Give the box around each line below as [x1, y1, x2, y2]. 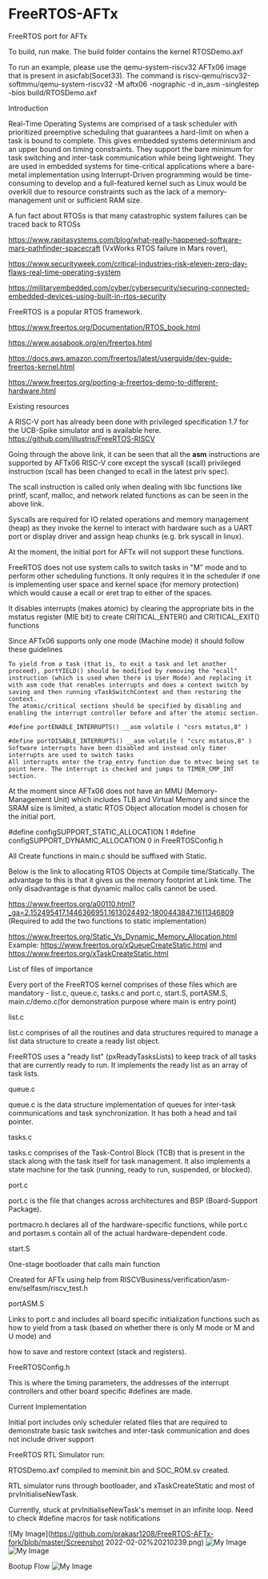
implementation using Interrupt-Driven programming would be [28, 170, 234, 179]
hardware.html [8, 386, 56, 395]
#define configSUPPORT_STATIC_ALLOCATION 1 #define [8, 827, 196, 836]
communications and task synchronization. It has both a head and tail [8, 1108, 238, 1117]
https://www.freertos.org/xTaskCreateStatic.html [8, 948, 170, 958]
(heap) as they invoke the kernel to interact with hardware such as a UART [8, 523, 254, 532]
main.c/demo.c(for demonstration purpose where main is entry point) [8, 996, 238, 1006]
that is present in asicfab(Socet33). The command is [8, 70, 182, 80]
